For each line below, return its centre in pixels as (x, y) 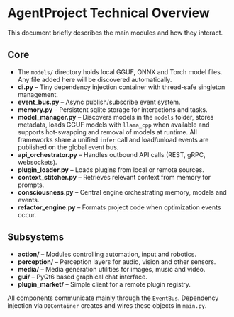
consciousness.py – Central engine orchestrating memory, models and (122, 192)
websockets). (38, 162)
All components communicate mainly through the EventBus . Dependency (113, 298)
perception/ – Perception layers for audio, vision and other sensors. (117, 261)
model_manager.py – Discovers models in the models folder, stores (116, 117)
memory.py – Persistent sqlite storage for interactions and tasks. (112, 109)
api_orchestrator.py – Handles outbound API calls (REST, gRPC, (111, 154)
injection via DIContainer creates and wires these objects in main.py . (107, 305)
